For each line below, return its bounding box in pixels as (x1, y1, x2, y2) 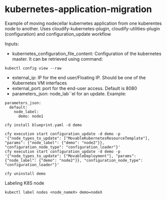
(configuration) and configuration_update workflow (5, 31, 111, 37)
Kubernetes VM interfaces (12, 80, 67, 86)
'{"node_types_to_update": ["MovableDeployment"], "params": (5, 153, 137, 159)
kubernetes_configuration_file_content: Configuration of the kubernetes (12, 51, 161, 57)
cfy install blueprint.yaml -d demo (5, 122, 82, 127)
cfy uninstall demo (5, 171, 46, 176)
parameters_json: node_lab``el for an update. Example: (12, 90, 127, 96)
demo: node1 (18, 114, 44, 119)
